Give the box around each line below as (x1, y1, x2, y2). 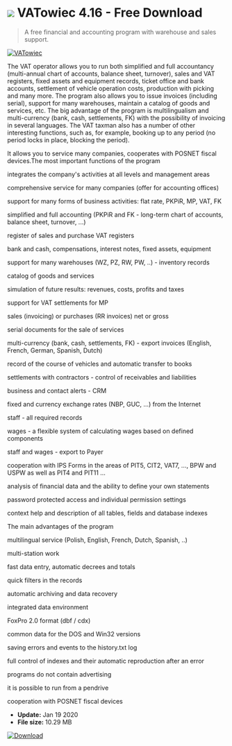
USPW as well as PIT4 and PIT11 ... (7, 468, 106, 477)
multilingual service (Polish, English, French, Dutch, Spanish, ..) (7, 536, 188, 544)
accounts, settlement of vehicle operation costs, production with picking (7, 84, 214, 92)
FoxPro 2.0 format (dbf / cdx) (7, 616, 91, 625)
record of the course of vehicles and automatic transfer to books (7, 359, 192, 368)
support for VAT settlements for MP (7, 298, 109, 307)
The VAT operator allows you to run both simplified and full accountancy (7, 62, 214, 70)
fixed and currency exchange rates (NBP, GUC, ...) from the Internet (7, 400, 201, 408)
